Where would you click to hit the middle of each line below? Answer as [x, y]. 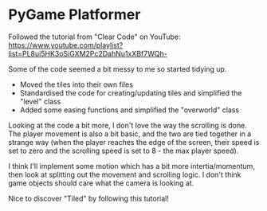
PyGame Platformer [75, 15]
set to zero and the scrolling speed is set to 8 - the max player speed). [124, 150]
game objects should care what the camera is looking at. [101, 183]
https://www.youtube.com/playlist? [66, 45]
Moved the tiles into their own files [77, 84]
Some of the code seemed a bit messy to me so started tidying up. [118, 68]
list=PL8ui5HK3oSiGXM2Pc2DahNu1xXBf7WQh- [88, 53]
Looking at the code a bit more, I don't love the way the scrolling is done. [128, 125]
